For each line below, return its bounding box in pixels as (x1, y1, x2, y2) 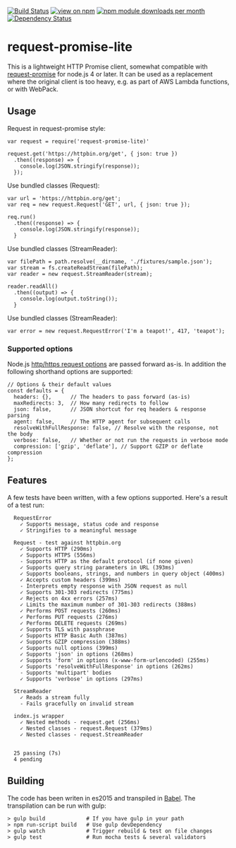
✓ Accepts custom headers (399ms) (20, 576, 121, 583)
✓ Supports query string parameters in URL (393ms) (20, 564, 175, 571)
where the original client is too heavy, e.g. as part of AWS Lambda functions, (7, 77, 230, 86)
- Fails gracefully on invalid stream (20, 700, 134, 707)
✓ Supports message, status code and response (20, 521, 159, 528)
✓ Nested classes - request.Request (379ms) (20, 725, 153, 732)
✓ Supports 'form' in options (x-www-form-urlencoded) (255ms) (20, 656, 210, 664)
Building (7, 775, 44, 787)
